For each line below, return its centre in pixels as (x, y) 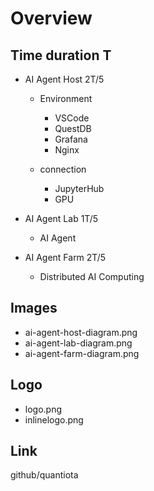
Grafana (71, 139)
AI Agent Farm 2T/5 (65, 257)
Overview (51, 18)
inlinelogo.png (54, 419)
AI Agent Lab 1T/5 (61, 218)
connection (63, 169)
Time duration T (61, 55)
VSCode (72, 118)
